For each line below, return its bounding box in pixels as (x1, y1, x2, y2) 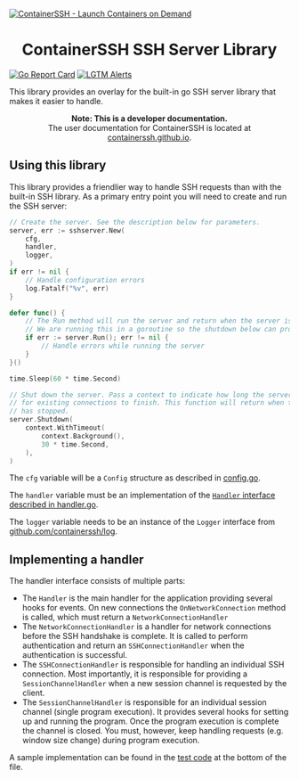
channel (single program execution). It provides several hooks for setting (21, 707, 289, 717)
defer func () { (9, 308, 66, 317)
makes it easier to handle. (9, 95, 104, 106)
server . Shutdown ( (9, 415, 74, 424)
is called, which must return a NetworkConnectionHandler (21, 611, 229, 623)
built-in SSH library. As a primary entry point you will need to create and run (9, 191, 287, 201)
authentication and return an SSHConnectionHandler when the (21, 640, 245, 651)
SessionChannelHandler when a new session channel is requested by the (21, 678, 287, 689)
